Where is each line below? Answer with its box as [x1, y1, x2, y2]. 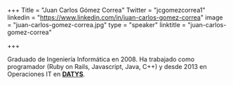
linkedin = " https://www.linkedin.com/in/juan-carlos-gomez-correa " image [7, 13, 223, 22]
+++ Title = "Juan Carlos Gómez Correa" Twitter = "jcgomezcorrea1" [7, 6, 206, 14]
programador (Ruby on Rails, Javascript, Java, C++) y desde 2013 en [7, 63, 207, 70]
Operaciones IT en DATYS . [7, 70, 86, 78]
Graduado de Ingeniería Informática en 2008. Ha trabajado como [7, 55, 195, 63]
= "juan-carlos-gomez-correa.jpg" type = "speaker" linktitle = [7, 21, 187, 29]
